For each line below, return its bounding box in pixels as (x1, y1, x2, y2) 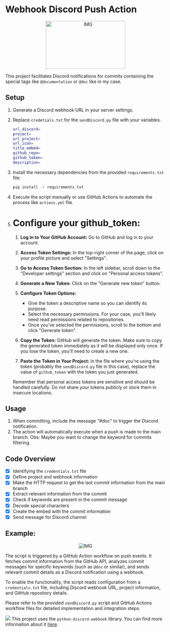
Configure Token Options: (20, 290, 76, 296)
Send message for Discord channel (12, 514, 87, 520)
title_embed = (12, 146, 41, 151)
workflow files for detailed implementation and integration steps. (5, 605, 141, 611)
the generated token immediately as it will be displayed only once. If (20, 342, 163, 348)
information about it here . (5, 621, 59, 627)
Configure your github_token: (12, 217, 140, 229)
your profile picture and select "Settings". (20, 255, 107, 261)
